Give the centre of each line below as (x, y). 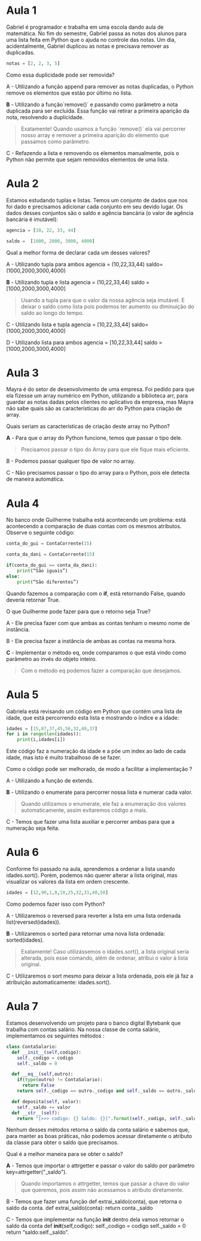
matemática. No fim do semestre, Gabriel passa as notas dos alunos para (96, 33)
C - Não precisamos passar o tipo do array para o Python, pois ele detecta (98, 473)
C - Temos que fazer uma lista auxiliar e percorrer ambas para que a (90, 822)
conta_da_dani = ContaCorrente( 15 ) (51, 554)
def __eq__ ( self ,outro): (42, 1074)
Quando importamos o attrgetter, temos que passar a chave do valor (105, 1184)
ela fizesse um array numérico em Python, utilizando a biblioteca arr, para (97, 396)
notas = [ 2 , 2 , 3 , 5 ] (33, 63)
